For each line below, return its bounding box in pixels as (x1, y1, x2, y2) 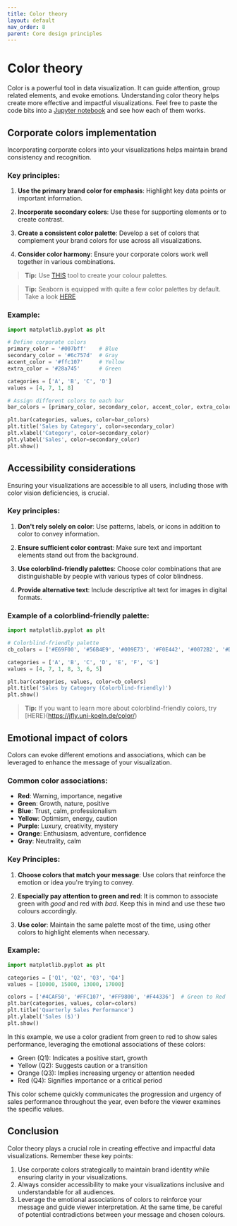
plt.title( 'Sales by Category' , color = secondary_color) (7, 423, 175, 431)
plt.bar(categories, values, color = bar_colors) (7, 416, 150, 423)
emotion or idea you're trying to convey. (17, 878, 134, 887)
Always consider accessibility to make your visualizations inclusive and (17, 1180, 224, 1189)
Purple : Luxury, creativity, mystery (17, 822, 119, 830)
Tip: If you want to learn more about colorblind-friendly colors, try (24, 704, 217, 713)
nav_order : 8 (7, 23, 46, 30)
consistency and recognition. (7, 153, 92, 161)
